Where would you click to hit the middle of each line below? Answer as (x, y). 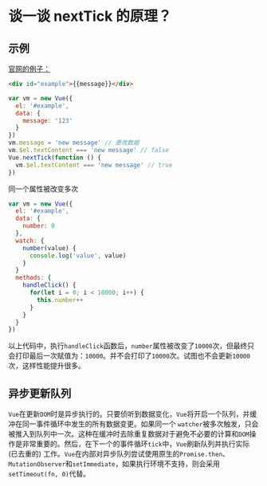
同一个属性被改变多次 (43, 189)
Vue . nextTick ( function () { (55, 157)
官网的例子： (29, 69)
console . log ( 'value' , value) (78, 256)
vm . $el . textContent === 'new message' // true (94, 165)
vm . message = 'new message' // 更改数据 (74, 143)
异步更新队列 (40, 393)
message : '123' (48, 120)
